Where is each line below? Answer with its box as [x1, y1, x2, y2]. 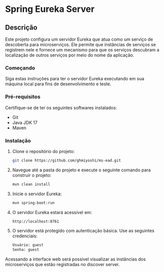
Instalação [5, 137, 31, 144]
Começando [5, 64, 36, 71]
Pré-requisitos [5, 93, 41, 100]
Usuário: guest [12, 243, 44, 248]
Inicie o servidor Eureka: [12, 191, 62, 197]
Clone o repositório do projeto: [12, 148, 75, 154]
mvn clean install [12, 182, 50, 187]
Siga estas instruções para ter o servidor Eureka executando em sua [5, 76, 145, 82]
